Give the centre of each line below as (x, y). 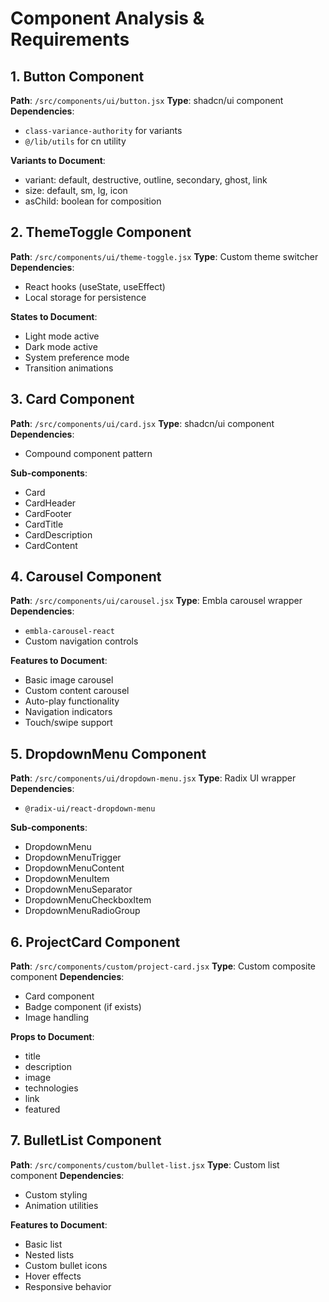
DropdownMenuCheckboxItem (88, 900)
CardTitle (44, 524)
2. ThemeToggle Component (101, 232)
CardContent (51, 545)
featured (42, 1109)
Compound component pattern (88, 453)
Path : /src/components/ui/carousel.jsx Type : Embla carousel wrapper (156, 601)
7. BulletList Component (86, 1140)
